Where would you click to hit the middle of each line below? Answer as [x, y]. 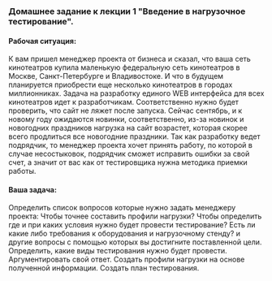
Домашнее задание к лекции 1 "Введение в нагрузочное [127, 11]
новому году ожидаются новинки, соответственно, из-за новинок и [126, 119]
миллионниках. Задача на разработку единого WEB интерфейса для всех [136, 93]
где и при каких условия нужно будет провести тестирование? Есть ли [132, 225]
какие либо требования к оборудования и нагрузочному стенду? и [125, 234]
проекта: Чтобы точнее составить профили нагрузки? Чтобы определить [135, 216]
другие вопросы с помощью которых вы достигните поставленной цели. [135, 242]
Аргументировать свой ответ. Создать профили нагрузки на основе [127, 259]
